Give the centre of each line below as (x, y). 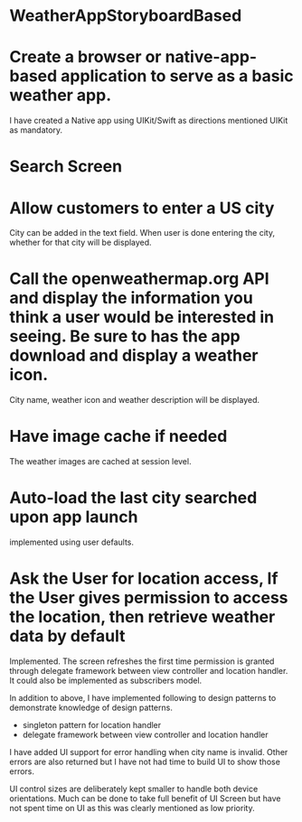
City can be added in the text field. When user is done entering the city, (142, 233)
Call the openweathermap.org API (139, 279)
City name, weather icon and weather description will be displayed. (135, 400)
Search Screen (66, 167)
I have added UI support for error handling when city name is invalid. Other (149, 752)
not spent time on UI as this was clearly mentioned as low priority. (132, 808)
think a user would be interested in (142, 318)
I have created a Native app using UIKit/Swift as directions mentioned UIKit (149, 121)
